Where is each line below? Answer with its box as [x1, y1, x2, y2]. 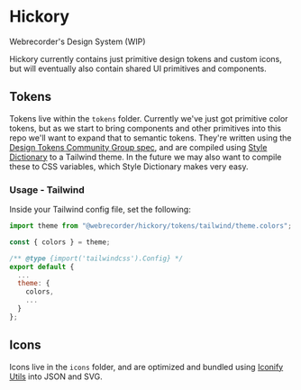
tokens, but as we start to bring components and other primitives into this [9, 122, 282, 133]
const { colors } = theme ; [9, 237, 111, 247]
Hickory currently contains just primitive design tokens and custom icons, [9, 53, 282, 64]
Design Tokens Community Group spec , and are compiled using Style [9, 141, 268, 152]
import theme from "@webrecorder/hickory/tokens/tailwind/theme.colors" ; [9, 222, 293, 231]
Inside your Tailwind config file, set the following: [9, 204, 191, 215]
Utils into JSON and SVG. [9, 371, 104, 382]
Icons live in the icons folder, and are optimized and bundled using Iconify [9, 361, 284, 372]
